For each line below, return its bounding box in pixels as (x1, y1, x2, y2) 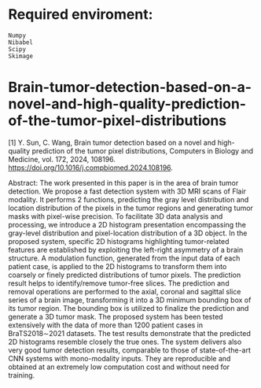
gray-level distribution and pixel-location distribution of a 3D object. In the (8, 228, 248, 238)
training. (8, 370, 35, 379)
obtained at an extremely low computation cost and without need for (8, 362, 230, 371)
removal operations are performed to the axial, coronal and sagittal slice (8, 286, 241, 296)
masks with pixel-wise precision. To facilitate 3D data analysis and (8, 211, 223, 221)
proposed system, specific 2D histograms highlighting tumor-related (8, 236, 230, 246)
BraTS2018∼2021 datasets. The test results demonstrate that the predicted (8, 328, 252, 338)
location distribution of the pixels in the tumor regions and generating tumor (8, 203, 254, 212)
